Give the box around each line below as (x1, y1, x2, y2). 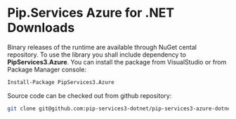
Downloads (7, 20, 75, 36)
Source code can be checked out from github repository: (7, 91, 172, 99)
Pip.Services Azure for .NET (7, 5, 174, 21)
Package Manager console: (7, 65, 86, 73)
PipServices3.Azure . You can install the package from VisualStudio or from (7, 57, 227, 66)
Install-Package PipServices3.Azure (7, 78, 114, 85)
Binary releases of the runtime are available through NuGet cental (7, 43, 197, 51)
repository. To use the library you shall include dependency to (7, 50, 186, 59)
